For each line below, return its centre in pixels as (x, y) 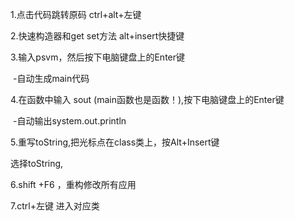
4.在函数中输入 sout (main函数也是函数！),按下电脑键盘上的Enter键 (147, 99)
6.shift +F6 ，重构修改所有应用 (73, 184)
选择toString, (37, 163)
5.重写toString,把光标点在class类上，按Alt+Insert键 (115, 142)
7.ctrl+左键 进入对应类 (55, 206)
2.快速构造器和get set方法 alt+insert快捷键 (97, 36)
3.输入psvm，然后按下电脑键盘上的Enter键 (98, 57)
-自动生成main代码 (51, 78)
